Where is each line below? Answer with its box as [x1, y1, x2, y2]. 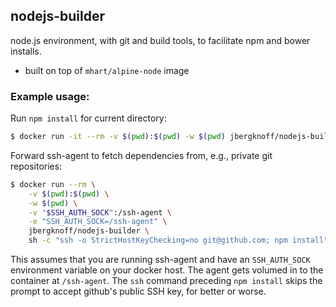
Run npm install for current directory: [10, 112, 167, 124]
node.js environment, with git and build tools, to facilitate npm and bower [10, 34, 311, 46]
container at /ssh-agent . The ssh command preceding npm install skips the [10, 275, 323, 287]
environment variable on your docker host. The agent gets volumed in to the [10, 264, 324, 276]
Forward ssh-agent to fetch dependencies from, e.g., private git [10, 149, 273, 161]
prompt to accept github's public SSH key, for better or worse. [10, 285, 267, 298]
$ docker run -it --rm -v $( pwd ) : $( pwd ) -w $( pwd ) [10, 132, 226, 142]
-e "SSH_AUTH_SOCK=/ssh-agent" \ [28, 217, 168, 227]
